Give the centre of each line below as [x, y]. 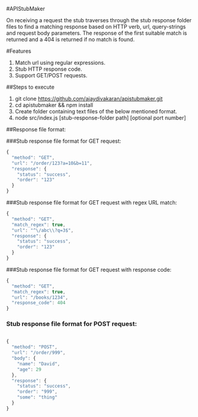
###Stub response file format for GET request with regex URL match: [91, 202]
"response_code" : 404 [39, 303]
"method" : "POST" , [35, 347]
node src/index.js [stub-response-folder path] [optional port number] [100, 118]
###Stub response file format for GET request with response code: [89, 269]
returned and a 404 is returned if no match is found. [70, 39]
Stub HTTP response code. [48, 69]
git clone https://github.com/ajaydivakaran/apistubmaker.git [89, 99]
